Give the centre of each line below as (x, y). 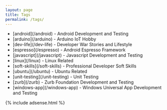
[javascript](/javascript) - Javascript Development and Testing (78, 55)
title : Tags (18, 15)
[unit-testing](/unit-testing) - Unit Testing (56, 77)
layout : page (19, 10)
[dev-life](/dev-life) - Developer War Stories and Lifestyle (72, 45)
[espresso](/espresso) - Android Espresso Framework (69, 50)
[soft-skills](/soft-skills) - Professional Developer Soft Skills (74, 66)
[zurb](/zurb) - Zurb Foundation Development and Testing (73, 82)
